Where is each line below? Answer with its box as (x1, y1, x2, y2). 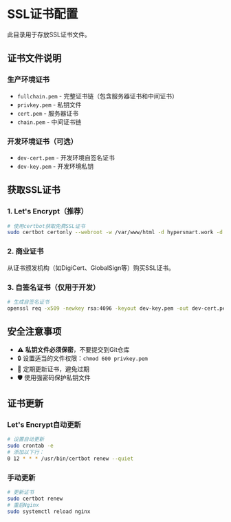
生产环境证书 (7, 75, 50, 85)
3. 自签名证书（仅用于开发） (7, 282, 100, 292)
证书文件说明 (7, 52, 62, 64)
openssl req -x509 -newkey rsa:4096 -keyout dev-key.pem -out (7, 304, 189, 312)
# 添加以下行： (7, 448, 45, 455)
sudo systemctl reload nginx (7, 508, 91, 515)
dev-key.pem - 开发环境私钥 (16, 162, 94, 170)
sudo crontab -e (7, 442, 54, 450)
